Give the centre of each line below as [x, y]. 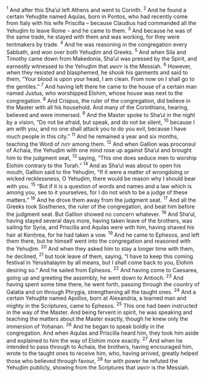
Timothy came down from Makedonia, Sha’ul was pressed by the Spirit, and [102, 58]
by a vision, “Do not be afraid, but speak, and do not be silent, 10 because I [101, 122]
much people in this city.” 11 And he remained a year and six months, [93, 135]
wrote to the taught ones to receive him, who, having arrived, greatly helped [102, 353]
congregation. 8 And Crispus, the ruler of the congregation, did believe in [99, 100]
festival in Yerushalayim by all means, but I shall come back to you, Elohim [100, 262]
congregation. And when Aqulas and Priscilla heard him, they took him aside [103, 333]
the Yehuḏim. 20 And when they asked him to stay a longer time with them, [101, 248]
